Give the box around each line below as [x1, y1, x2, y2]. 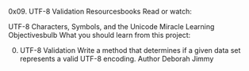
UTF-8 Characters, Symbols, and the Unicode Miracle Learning [8, 22, 215, 31]
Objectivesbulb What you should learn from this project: [8, 31, 191, 39]
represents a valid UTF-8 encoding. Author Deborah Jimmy [19, 54, 214, 63]
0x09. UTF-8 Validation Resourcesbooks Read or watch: [8, 7, 193, 16]
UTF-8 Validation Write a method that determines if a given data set [19, 46, 241, 54]
